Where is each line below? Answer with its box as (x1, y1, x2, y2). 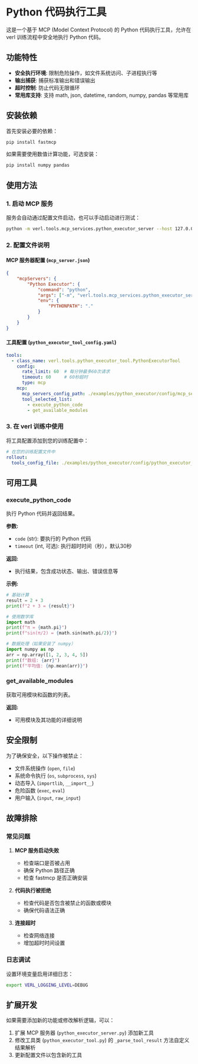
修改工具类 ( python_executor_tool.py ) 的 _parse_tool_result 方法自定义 (14, 1037, 190, 1044)
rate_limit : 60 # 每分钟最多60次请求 (21, 369, 110, 375)
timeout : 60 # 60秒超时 (21, 374, 88, 381)
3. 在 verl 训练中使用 (6, 423, 64, 431)
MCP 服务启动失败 (14, 847, 60, 854)
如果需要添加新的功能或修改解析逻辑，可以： (6, 1017, 115, 1024)
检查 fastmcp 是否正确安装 (23, 874, 88, 882)
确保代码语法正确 (23, 907, 65, 914)
